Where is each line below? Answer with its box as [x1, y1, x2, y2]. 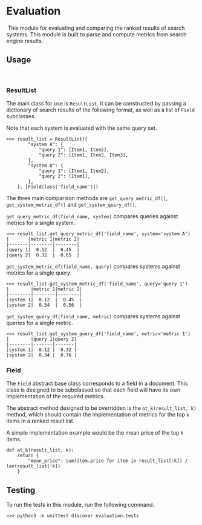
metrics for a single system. [6, 219, 76, 227]
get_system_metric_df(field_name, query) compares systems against [6, 262, 180, 270]
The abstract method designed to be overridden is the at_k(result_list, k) [6, 404, 197, 412]
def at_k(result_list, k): [6, 447, 74, 453]
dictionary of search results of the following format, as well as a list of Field [6, 106, 195, 113]
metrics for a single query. [6, 269, 72, 276]
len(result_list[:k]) [6, 463, 61, 469]
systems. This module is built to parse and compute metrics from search [6, 30, 187, 38]
